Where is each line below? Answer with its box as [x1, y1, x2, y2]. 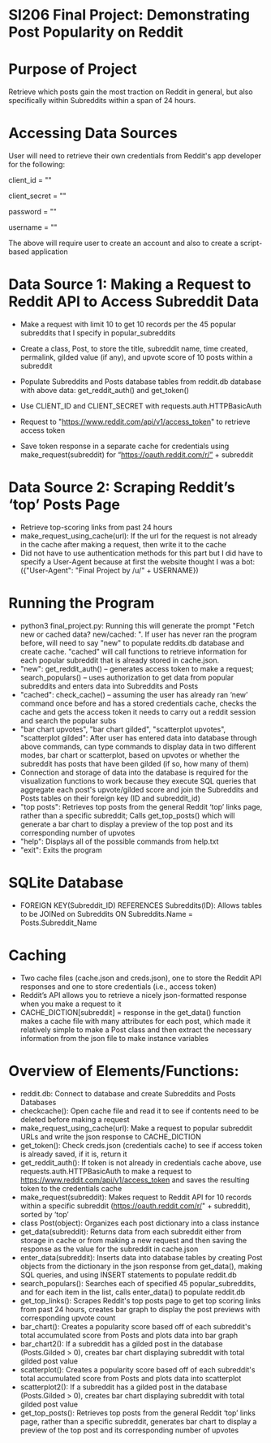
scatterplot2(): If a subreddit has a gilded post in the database [19, 1382, 228, 1392]
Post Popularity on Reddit [8, 23, 184, 41]
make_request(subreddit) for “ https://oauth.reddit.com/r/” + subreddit [19, 450, 254, 460]
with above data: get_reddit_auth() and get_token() [19, 386, 189, 395]
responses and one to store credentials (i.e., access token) [19, 981, 217, 992]
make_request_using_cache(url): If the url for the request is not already [19, 530, 258, 541]
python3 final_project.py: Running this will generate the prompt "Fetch [19, 620, 255, 630]
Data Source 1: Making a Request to [8, 275, 252, 294]
